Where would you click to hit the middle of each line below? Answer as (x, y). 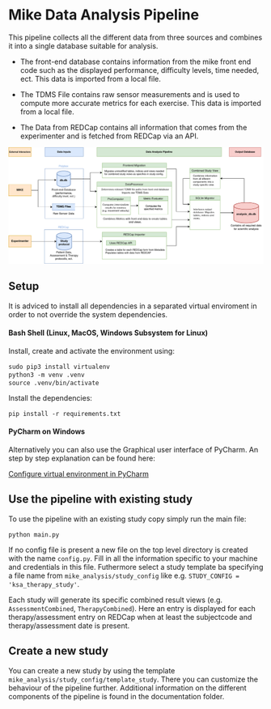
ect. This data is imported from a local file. (91, 79)
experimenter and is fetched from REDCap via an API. (109, 136)
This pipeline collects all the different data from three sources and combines (135, 37)
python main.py (34, 535)
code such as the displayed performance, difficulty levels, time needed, (140, 70)
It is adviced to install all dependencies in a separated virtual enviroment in (133, 306)
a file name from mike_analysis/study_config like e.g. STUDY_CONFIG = (124, 575)
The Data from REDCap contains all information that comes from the (133, 127)
